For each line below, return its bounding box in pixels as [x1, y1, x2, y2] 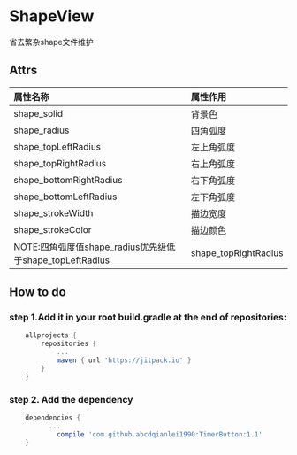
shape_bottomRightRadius [13, 174, 123, 186]
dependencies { [25, 413, 81, 422]
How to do [9, 285, 66, 300]
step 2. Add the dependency [9, 393, 133, 405]
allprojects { [25, 331, 77, 340]
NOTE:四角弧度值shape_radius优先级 [13, 241, 167, 253]
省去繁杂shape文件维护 [9, 36, 95, 47]
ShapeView [9, 6, 95, 27]
